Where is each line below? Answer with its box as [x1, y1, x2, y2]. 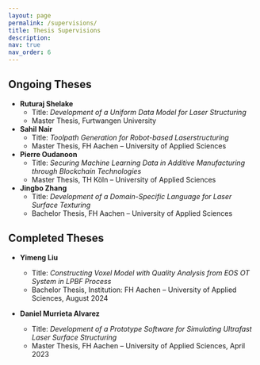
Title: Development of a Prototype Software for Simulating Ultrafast [31, 324, 252, 333]
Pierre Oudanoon [19, 149, 78, 159]
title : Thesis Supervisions [8, 26, 101, 34]
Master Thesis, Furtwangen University [31, 116, 157, 125]
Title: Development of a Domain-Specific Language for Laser [31, 191, 232, 201]
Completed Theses [8, 232, 105, 245]
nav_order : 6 [8, 48, 52, 56]
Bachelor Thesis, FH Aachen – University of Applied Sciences [31, 208, 233, 218]
